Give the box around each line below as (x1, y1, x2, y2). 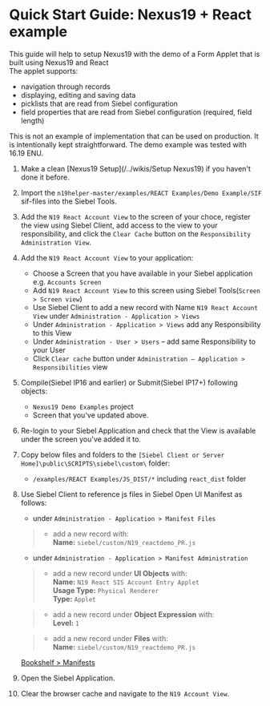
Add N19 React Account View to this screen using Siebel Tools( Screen (32, 285, 261, 295)
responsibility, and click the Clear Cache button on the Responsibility (20, 228, 252, 238)
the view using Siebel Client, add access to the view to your (20, 220, 219, 230)
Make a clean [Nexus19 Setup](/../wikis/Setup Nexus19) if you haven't (20, 163, 252, 173)
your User (32, 345, 66, 354)
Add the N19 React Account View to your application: (20, 252, 194, 262)
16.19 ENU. (9, 148, 43, 158)
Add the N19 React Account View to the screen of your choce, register (20, 212, 251, 221)
